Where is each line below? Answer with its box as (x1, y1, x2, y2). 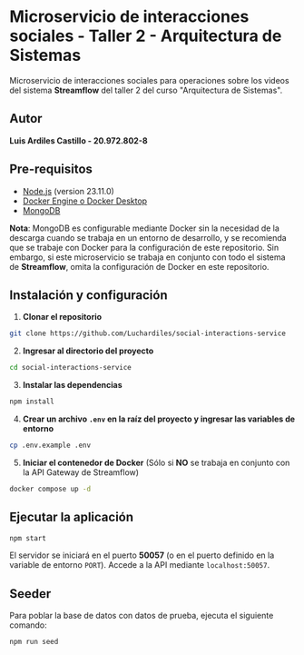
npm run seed (9, 638, 59, 647)
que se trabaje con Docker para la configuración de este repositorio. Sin (9, 242, 279, 253)
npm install (9, 397, 54, 406)
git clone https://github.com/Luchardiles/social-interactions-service (9, 329, 286, 338)
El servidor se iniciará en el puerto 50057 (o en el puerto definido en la (9, 550, 275, 561)
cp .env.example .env (9, 441, 92, 450)
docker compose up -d (9, 484, 92, 493)
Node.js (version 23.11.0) (22, 185, 115, 196)
